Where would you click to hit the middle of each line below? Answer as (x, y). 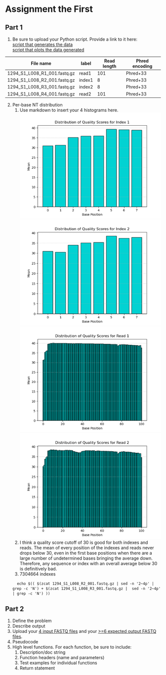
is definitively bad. (38, 569)
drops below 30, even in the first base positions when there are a (86, 553)
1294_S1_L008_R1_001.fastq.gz (41, 73)
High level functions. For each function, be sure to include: (72, 647)
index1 (86, 80)
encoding (143, 66)
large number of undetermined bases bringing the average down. (86, 558)
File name (41, 63)
